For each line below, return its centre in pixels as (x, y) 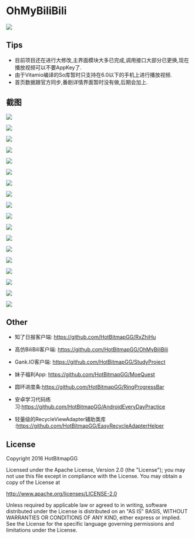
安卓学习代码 (30, 399)
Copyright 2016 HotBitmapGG (42, 459)
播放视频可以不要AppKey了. (48, 67)
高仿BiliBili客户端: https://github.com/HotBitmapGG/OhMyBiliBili (91, 349)
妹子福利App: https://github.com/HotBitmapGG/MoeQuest (85, 375)
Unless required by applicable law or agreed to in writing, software (87, 505)
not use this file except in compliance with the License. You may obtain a (94, 476)
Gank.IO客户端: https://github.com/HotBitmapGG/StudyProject (90, 362)
